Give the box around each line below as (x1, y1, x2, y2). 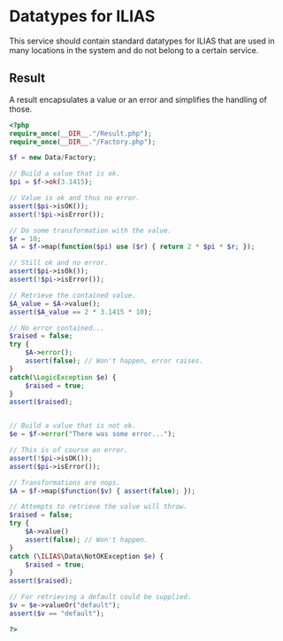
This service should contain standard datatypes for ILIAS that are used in (9, 35, 275, 46)
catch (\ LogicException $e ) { (9, 372, 117, 382)
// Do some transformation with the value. (9, 226, 172, 235)
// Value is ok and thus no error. (9, 193, 141, 202)
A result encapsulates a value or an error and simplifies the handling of (9, 94, 267, 105)
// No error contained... (9, 324, 104, 332)
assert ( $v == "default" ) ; (9, 609, 104, 618)
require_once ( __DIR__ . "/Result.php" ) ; (9, 129, 152, 138)
